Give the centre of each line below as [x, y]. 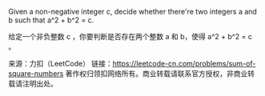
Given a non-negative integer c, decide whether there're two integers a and [133, 12]
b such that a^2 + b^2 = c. [51, 20]
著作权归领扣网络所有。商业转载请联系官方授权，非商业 [157, 74]
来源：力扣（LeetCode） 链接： [61, 64]
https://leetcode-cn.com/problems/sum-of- [184, 64]
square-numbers [36, 74]
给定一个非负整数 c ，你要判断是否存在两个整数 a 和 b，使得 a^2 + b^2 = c [130, 36]
